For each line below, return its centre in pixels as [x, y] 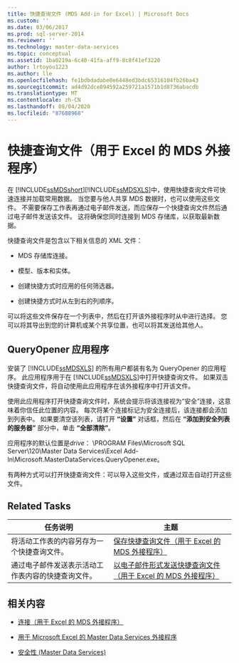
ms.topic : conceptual [39, 54]
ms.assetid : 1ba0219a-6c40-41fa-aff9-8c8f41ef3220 [84, 61]
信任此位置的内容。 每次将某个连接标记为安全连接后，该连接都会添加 [127, 409]
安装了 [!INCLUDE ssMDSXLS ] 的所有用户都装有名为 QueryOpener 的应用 [114, 368]
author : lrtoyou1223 [38, 67]
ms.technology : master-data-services [63, 47]
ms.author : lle [30, 73]
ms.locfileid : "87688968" [46, 113]
